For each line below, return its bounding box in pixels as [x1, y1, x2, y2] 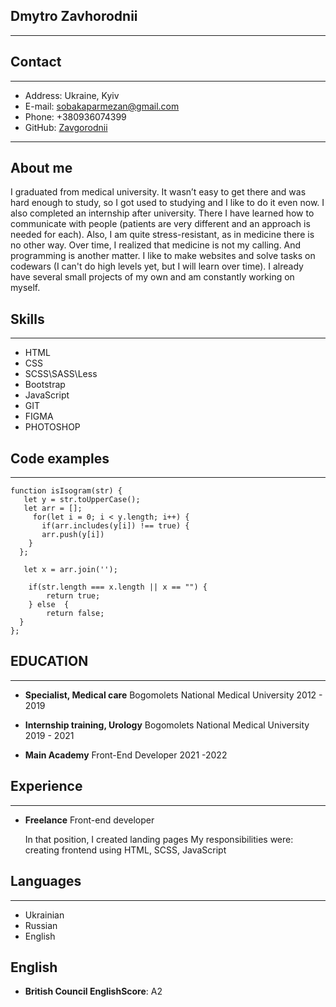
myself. [10, 282, 41, 294]
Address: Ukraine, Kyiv [24, 89, 120, 101]
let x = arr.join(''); [23, 565, 118, 575]
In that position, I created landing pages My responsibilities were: [24, 833, 294, 845]
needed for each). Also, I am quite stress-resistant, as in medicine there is [10, 229, 315, 241]
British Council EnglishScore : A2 [24, 985, 163, 998]
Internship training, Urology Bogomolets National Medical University [24, 719, 310, 731]
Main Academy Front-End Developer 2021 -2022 [24, 749, 228, 761]
